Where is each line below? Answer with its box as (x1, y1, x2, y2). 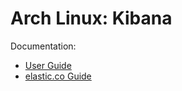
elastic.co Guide (24, 70, 92, 82)
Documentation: (10, 40, 77, 52)
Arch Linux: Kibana (10, 7, 173, 30)
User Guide (24, 59, 72, 71)
